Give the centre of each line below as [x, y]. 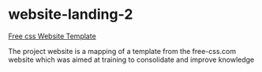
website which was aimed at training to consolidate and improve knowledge [131, 59]
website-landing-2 [71, 14]
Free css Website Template [52, 36]
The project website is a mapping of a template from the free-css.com [122, 51]
